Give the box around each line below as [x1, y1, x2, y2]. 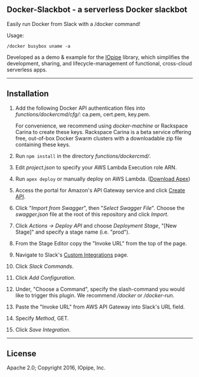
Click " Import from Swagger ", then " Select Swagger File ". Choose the [15, 204, 185, 211]
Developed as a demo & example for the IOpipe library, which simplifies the [6, 53, 190, 61]
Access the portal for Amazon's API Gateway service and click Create [15, 186, 185, 194]
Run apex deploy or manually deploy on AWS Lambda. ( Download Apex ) [15, 175, 191, 182]
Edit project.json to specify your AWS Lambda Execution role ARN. [15, 163, 177, 171]
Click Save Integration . [15, 326, 71, 333]
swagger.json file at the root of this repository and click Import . [15, 211, 169, 218]
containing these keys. [15, 141, 70, 148]
